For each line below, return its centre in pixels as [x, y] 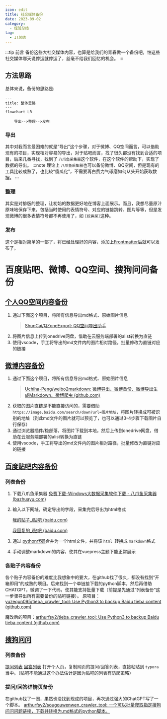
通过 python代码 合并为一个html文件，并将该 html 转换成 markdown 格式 [84, 541]
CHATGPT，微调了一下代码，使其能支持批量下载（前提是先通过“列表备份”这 [83, 590]
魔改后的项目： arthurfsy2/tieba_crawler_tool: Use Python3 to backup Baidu [82, 617]
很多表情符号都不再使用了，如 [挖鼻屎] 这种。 [68, 216]
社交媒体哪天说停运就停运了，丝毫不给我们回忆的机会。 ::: [64, 58]
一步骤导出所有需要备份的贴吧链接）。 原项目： [53, 596]
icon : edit [16, 10]
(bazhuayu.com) [29, 499]
